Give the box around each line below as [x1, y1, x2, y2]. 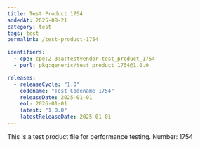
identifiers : [7, 49, 46, 56]
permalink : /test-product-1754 [7, 36, 99, 43]
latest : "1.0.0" [20, 107, 68, 114]
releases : [7, 74, 36, 81]
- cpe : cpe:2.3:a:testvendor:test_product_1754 [13, 55, 156, 63]
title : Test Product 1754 [7, 10, 83, 17]
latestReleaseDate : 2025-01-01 [20, 113, 112, 121]
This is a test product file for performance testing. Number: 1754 [7, 132, 193, 140]
